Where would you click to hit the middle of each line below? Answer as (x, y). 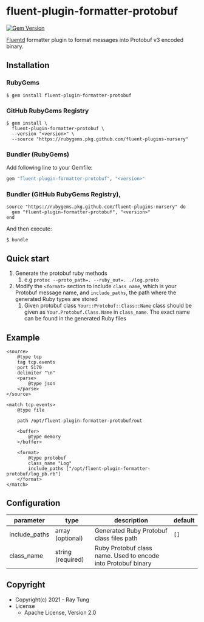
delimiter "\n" (36, 373)
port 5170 (30, 368)
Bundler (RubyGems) (38, 154)
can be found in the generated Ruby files (75, 319)
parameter (29, 520)
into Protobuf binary (123, 563)
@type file (31, 410)
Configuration (33, 503)
